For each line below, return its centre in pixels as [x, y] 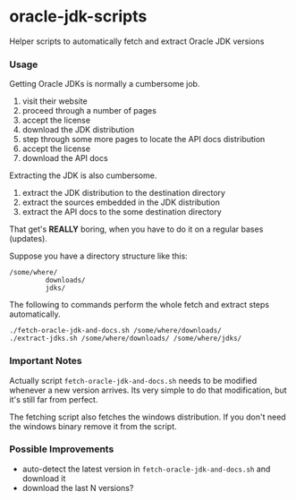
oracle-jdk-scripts [78, 17]
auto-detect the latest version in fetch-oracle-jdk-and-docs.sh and [146, 469]
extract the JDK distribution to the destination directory [124, 193]
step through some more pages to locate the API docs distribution [144, 140]
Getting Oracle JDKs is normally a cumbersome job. [105, 84]
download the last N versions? [78, 487]
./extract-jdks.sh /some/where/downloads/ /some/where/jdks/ [126, 339]
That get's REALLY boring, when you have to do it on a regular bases [136, 229]
